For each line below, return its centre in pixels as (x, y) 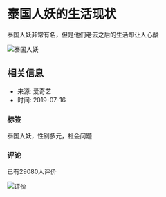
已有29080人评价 (32, 172)
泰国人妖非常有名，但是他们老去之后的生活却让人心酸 (83, 35)
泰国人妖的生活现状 (62, 14)
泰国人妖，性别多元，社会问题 (49, 136)
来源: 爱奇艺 (34, 91)
